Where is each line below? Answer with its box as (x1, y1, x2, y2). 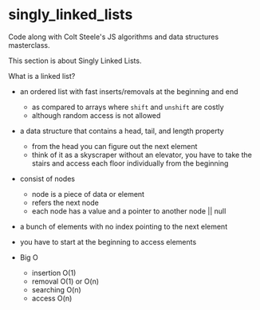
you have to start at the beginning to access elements (19, 237, 197, 246)
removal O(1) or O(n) (31, 277, 100, 286)
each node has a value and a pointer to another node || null (31, 206, 227, 216)
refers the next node (31, 198, 100, 207)
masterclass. (8, 40, 50, 49)
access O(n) (31, 293, 73, 303)
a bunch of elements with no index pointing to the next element (19, 222, 228, 231)
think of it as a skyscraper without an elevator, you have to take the (31, 150, 253, 159)
